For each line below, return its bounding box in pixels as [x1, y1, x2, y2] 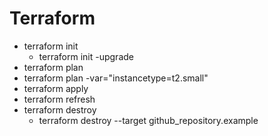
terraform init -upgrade [38, 50, 134, 62]
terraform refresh [23, 93, 96, 105]
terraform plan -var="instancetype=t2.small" [23, 72, 209, 84]
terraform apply [23, 82, 89, 94]
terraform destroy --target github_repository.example [38, 114, 259, 126]
